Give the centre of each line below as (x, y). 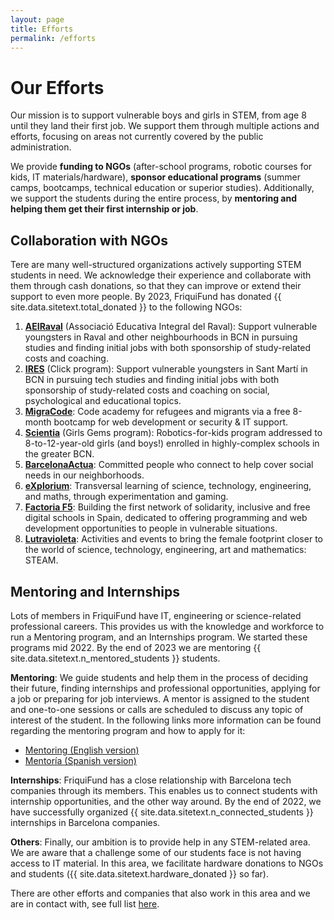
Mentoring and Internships (95, 591)
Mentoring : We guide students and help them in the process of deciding (159, 677)
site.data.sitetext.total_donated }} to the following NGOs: (126, 307)
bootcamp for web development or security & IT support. (171, 422)
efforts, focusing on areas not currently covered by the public (137, 137)
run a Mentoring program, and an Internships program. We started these (159, 637)
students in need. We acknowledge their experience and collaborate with (161, 275)
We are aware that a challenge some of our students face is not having (156, 852)
